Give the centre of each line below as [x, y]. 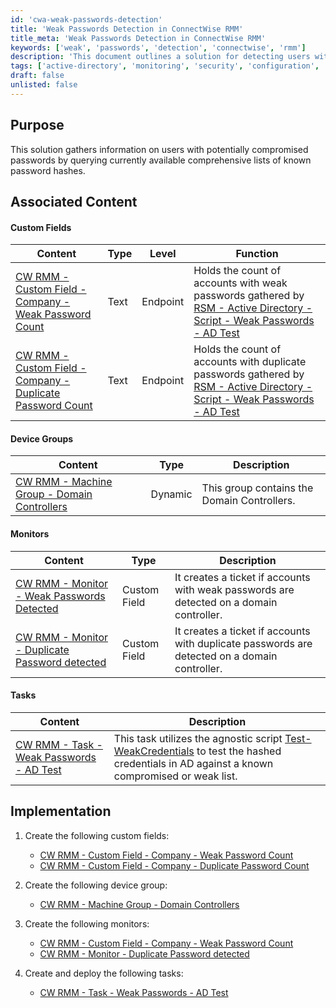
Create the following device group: [96, 885]
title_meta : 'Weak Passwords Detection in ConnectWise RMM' [138, 38]
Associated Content [74, 201]
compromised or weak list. [175, 776]
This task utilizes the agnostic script [198, 738]
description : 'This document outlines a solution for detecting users [160, 57]
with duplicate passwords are [243, 643]
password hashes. [48, 170]
